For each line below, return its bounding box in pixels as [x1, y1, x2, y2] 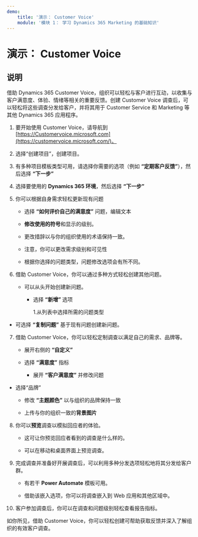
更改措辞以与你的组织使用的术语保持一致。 [24, 233, 128, 240]
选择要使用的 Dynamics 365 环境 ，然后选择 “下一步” [15, 183, 145, 190]
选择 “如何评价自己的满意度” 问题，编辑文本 [24, 208, 132, 215]
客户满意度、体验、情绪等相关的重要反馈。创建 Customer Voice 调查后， [7, 97, 184, 104]
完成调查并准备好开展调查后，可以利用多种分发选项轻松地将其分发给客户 [15, 459, 191, 467]
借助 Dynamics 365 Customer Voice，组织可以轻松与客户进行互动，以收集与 [7, 89, 193, 97]
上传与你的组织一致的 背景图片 [24, 409, 97, 416]
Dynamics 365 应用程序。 [18, 111, 82, 118]
